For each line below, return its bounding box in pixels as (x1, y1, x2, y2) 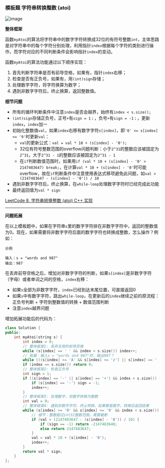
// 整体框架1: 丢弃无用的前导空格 (23, 343, 83, 349)
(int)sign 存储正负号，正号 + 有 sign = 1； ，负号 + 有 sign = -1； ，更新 (12, 115, 151, 121)
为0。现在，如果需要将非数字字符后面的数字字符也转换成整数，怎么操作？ (5, 229, 154, 235)
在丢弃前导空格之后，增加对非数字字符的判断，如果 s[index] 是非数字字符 (5, 270, 152, 276)
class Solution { (5, 326, 41, 331)
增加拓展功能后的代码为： (5, 316, 57, 322)
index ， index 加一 (12, 122, 48, 127)
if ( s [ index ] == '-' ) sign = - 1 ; (31, 380, 100, 385)
